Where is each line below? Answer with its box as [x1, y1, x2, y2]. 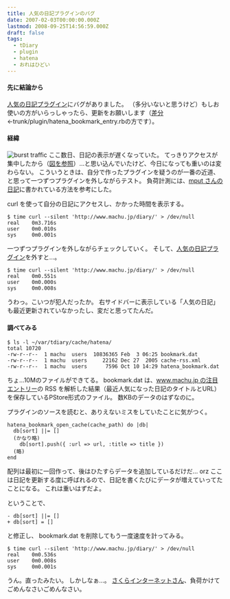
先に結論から [7, 83, 43, 91]
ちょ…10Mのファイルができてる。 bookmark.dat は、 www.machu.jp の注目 [7, 376, 218, 384]
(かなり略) [13, 435, 41, 442]
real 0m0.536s [7, 552, 57, 558]
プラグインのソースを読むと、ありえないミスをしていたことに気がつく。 [7, 408, 211, 416]
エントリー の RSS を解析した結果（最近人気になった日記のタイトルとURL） [7, 384, 221, 393]
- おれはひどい [13, 61, 50, 68]
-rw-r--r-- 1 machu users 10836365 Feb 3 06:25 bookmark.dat [7, 351, 198, 358]
